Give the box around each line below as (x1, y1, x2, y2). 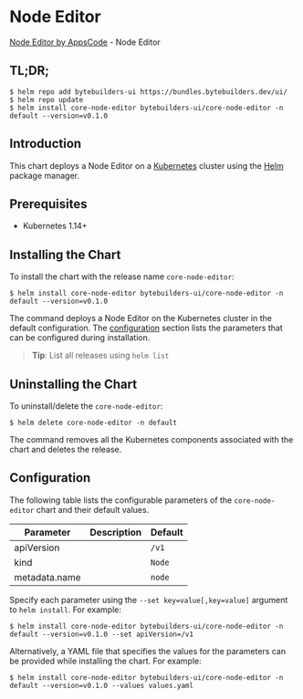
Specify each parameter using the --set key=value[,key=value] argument (9, 594, 288, 605)
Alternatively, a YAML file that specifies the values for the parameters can (9, 645, 286, 656)
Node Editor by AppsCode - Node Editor (9, 37, 162, 47)
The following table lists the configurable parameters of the (9, 495, 233, 506)
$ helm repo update (9, 95, 84, 104)
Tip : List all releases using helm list (31, 349, 170, 361)
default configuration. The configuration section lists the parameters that (9, 322, 283, 334)
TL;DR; (9, 63, 50, 78)
